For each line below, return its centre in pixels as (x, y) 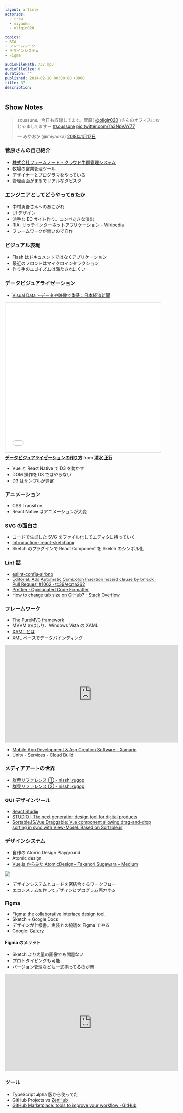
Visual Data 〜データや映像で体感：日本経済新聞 (61, 295)
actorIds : (15, 14)
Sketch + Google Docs (35, 919)
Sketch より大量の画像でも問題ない (48, 954)
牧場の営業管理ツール (34, 168)
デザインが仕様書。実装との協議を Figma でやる (61, 925)
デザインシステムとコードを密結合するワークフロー (64, 884)
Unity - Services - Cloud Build (43, 755)
